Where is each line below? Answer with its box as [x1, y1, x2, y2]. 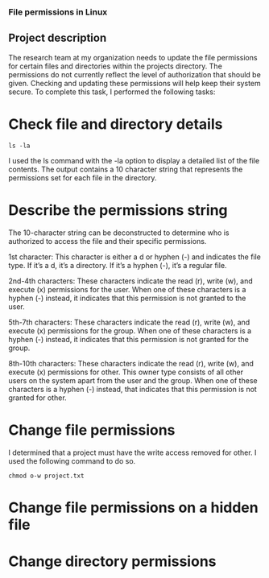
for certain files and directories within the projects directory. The [8, 61, 223, 71]
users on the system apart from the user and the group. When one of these [8, 375, 258, 385]
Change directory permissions [8, 552, 217, 570]
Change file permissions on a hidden [8, 498, 259, 517]
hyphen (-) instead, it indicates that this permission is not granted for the [8, 334, 250, 344]
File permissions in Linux [8, 6, 108, 18]
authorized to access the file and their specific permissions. [8, 236, 207, 246]
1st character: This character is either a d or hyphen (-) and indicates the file [8, 252, 262, 262]
